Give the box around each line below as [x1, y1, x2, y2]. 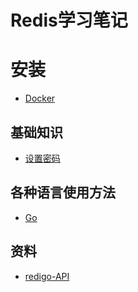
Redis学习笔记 [10, 9, 128, 32]
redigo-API [24, 270, 70, 282]
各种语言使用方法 [10, 184, 116, 201]
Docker [24, 92, 56, 105]
